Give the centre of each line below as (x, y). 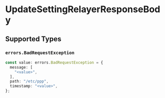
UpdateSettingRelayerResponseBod (83, 9)
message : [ (21, 67)
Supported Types (34, 39)
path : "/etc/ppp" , (29, 81)
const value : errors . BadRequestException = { (54, 62)
